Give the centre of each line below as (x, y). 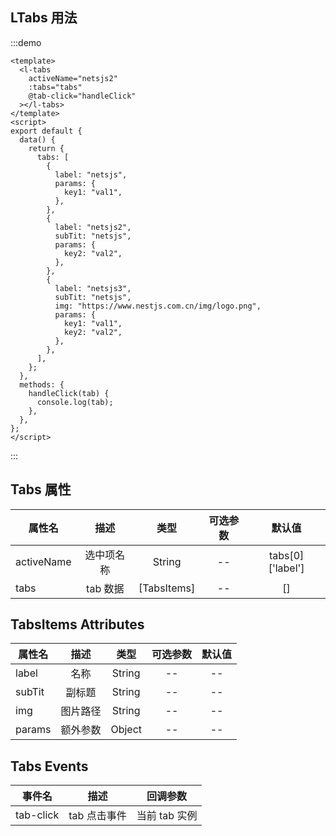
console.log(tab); (75, 402)
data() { (37, 139)
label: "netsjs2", (93, 227)
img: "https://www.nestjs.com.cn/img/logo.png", (158, 306)
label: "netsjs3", (93, 288)
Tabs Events (49, 766)
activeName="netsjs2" (73, 78)
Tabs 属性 (41, 489)
